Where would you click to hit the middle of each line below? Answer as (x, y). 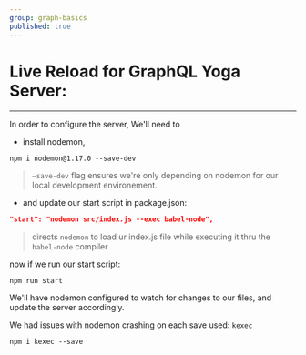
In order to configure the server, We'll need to (95, 125)
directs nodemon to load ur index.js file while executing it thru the (151, 237)
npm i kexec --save (46, 342)
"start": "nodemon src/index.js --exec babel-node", (112, 219)
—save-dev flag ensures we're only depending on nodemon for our (155, 176)
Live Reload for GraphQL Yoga (125, 71)
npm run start (36, 281)
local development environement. (94, 185)
